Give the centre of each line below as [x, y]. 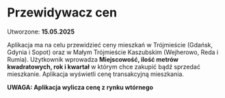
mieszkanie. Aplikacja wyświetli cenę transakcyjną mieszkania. [96, 74]
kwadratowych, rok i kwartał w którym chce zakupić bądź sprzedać [104, 66]
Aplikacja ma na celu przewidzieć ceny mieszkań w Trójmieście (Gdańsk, [110, 45]
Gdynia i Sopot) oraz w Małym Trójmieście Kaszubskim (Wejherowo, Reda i [113, 52]
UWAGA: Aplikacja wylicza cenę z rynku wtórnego [80, 87]
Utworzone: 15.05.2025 [41, 32]
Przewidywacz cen [62, 13]
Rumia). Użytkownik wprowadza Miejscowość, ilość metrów [93, 59]
